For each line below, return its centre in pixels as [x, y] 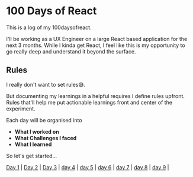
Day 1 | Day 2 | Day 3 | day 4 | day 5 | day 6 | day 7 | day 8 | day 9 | [88, 167]
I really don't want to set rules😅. [46, 84]
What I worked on [37, 131]
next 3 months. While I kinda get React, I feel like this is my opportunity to [96, 45]
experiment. [21, 109]
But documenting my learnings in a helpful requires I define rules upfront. [96, 96]
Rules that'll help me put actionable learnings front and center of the [89, 102]
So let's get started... [32, 156]
